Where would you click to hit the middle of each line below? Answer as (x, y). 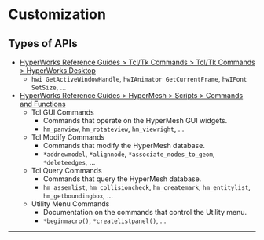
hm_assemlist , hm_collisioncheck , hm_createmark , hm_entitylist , (147, 187)
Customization (57, 15)
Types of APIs (43, 44)
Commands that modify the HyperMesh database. (124, 145)
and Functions (42, 104)
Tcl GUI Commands (62, 112)
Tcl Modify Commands (68, 137)
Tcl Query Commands (66, 171)
